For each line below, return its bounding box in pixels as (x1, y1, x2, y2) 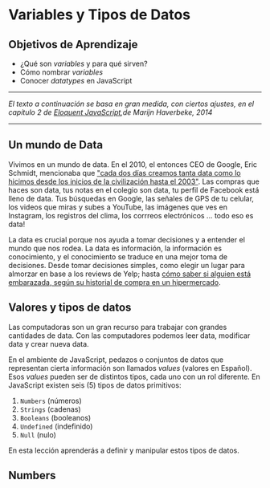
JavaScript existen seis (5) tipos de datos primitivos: (8, 380, 182, 390)
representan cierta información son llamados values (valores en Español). (8, 363, 252, 372)
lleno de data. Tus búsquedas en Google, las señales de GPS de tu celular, (8, 193, 255, 203)
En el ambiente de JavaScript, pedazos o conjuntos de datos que (8, 355, 223, 364)
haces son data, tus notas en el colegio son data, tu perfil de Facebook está (8, 185, 260, 194)
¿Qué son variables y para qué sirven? (19, 59, 148, 68)
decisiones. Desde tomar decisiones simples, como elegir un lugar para (8, 260, 245, 270)
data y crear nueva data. (8, 339, 90, 348)
